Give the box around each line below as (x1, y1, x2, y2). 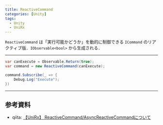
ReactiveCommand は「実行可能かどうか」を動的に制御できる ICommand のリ (5, 39, 152, 45)
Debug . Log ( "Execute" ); (14, 77, 60, 82)
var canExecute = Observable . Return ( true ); (5, 59, 95, 64)
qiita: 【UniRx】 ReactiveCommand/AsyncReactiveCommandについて (12, 114, 151, 120)
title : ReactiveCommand (5, 7, 53, 12)
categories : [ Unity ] (5, 12, 47, 16)
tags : (5, 16, 16, 21)
